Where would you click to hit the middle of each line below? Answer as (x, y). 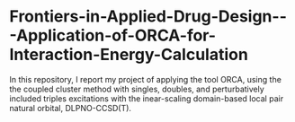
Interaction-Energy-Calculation (129, 55)
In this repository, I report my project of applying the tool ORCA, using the (145, 79)
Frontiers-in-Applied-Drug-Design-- (148, 17)
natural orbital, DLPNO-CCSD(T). (71, 108)
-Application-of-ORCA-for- (113, 35)
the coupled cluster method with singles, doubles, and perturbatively (137, 89)
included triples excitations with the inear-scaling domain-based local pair (147, 98)
